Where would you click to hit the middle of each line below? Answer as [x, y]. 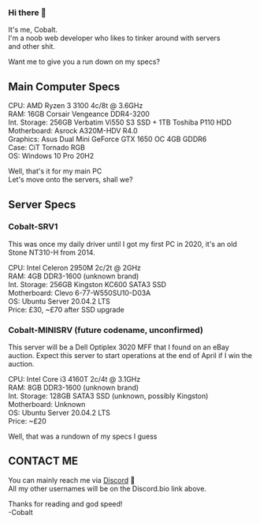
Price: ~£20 [28, 421]
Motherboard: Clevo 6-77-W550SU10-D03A [80, 293]
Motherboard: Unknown [47, 405]
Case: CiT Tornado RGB [46, 148]
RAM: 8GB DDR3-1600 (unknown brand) [74, 388]
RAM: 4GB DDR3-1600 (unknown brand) [74, 276]
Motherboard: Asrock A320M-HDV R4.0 [73, 131]
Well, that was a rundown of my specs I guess [83, 436]
